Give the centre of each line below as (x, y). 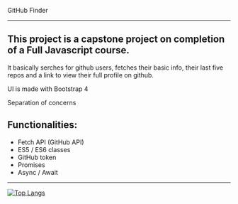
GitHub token (37, 157)
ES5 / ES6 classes (44, 149)
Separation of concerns (42, 102)
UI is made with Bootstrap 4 (48, 89)
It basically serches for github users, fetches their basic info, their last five (115, 68)
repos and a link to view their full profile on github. (81, 75)
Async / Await (38, 172)
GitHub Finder (28, 10)
